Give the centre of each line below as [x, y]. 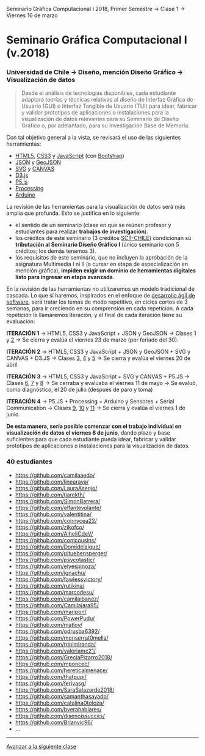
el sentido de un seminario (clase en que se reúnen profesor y [93, 225]
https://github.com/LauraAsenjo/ [56, 488]
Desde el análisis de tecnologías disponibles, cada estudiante [99, 93]
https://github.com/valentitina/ [53, 514]
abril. [13, 365]
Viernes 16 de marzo [32, 15]
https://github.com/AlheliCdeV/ [54, 533]
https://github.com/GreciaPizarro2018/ [64, 657]
